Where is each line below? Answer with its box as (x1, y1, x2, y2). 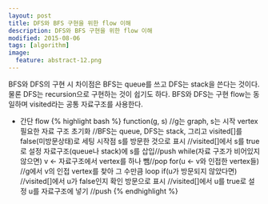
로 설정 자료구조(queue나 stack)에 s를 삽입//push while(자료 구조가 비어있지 (19, 146, 260, 156)
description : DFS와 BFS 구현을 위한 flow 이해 (8, 26, 153, 34)
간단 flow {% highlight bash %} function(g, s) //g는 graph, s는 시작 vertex (19, 116, 258, 126)
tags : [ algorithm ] (8, 42, 70, 50)
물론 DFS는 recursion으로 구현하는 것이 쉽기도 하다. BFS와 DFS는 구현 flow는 (8, 89, 252, 98)
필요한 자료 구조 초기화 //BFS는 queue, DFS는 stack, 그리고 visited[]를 (19, 126, 242, 136)
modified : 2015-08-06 (8, 34, 81, 42)
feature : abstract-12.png (15, 57, 102, 65)
